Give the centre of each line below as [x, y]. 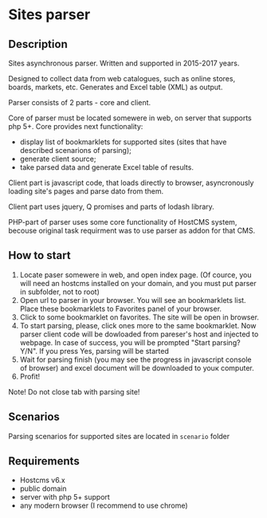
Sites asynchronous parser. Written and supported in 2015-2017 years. [124, 63]
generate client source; [58, 159]
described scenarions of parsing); [75, 150]
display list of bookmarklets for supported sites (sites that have [123, 142]
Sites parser [49, 15]
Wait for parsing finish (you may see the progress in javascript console [136, 359]
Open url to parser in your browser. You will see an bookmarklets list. [133, 300]
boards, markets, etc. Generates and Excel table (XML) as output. [116, 87]
